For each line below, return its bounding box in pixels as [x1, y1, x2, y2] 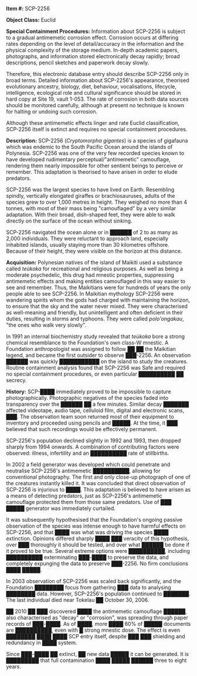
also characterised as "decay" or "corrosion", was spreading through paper [6, 614, 189, 621]
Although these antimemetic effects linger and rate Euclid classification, [6, 120, 180, 126]
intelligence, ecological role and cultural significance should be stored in [6, 90, 181, 96]
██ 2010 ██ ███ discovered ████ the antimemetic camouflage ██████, [6, 608, 188, 615]
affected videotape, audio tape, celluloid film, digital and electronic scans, [6, 407, 185, 414]
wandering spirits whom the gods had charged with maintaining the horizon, [6, 297, 191, 303]
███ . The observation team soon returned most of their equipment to [6, 413, 174, 420]
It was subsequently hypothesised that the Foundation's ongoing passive [6, 516, 183, 523]
